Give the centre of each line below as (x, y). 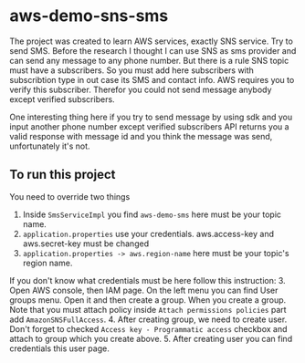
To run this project (63, 175)
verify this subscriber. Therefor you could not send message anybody (141, 89)
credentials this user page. (59, 348)
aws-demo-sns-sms (89, 16)
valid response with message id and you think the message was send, (141, 136)
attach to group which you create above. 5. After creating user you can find (151, 338)
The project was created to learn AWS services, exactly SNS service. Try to (152, 41)
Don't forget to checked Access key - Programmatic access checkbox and (148, 328)
